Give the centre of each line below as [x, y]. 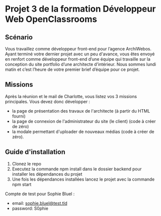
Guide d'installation [35, 152]
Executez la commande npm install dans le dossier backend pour [77, 169]
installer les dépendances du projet [47, 174]
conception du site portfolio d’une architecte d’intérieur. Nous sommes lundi [80, 64]
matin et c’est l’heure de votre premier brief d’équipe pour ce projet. [73, 69]
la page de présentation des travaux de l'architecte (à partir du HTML [81, 111]
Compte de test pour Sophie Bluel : [40, 194]
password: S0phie [30, 208]
